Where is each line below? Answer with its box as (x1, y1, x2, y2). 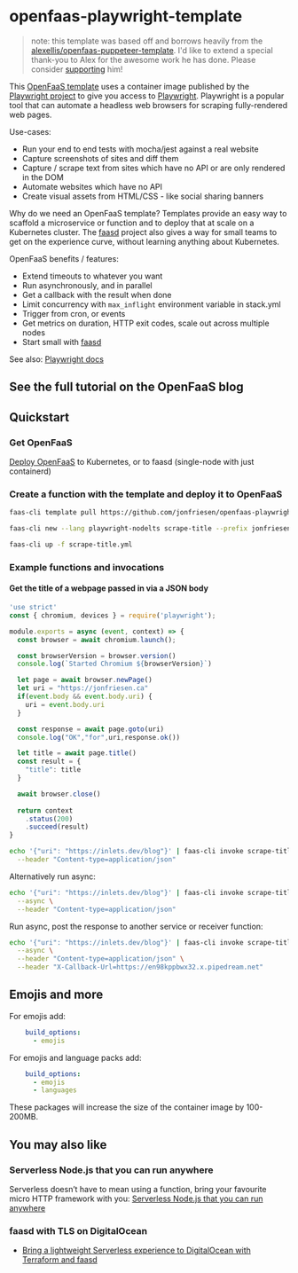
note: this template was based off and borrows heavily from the (30, 35, 263, 46)
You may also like (9, 1137, 107, 1152)
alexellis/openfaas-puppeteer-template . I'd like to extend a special (30, 44, 273, 55)
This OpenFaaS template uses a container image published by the (9, 81, 250, 91)
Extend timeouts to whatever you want (21, 271, 163, 281)
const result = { (17, 757, 82, 766)
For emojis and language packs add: (9, 1052, 142, 1063)
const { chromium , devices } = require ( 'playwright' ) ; (9, 610, 216, 620)
